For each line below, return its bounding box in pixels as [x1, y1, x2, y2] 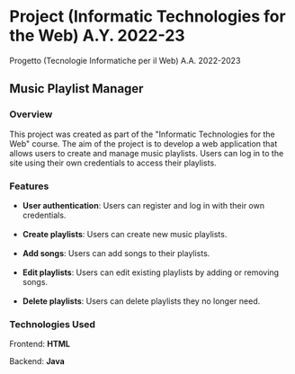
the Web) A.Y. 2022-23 [9, 25, 186, 46]
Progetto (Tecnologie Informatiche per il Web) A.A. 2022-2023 [9, 55, 241, 66]
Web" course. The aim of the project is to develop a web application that [9, 138, 278, 149]
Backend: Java [9, 356, 65, 367]
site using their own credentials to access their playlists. [9, 157, 218, 168]
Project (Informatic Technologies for [9, 6, 286, 27]
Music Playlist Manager [9, 81, 144, 96]
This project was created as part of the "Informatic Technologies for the [9, 129, 276, 139]
